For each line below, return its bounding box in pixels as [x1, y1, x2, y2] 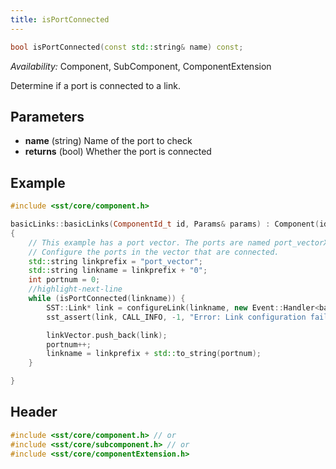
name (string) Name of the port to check [24, 135, 193, 147]
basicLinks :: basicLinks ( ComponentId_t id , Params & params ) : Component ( [10, 219, 320, 229]
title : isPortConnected [10, 14, 110, 25]
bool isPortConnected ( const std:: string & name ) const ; [10, 42, 244, 52]
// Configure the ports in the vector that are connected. [28, 247, 280, 257]
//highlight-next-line [28, 284, 123, 295]
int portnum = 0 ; [28, 275, 101, 285]
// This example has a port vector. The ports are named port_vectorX [28, 237, 329, 248]
